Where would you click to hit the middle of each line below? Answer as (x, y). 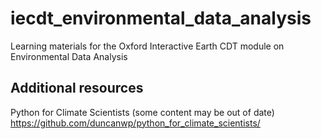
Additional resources (77, 88)
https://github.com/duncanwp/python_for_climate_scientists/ (135, 123)
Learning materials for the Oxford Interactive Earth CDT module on (147, 46)
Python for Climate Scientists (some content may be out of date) (142, 112)
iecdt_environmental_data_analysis (161, 18)
